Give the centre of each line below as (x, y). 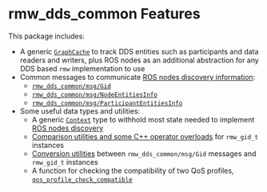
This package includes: (47, 36)
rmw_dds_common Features (105, 14)
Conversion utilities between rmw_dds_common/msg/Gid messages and (144, 154)
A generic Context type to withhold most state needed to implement (143, 119)
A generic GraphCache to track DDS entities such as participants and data (139, 51)
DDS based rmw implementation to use (82, 68)
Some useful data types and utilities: (80, 111)
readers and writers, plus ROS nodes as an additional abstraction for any (139, 60)
